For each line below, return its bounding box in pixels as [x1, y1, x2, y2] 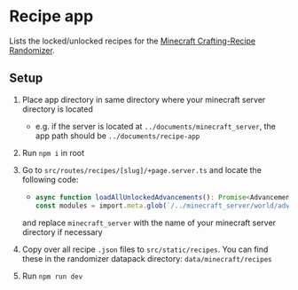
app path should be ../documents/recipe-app [35, 130, 200, 141]
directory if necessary [21, 226, 104, 237]
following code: [21, 174, 79, 184]
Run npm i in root [21, 147, 85, 158]
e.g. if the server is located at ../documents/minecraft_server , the [35, 121, 277, 131]
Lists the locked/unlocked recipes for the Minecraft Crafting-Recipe [9, 35, 255, 46]
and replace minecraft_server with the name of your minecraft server [21, 217, 277, 228]
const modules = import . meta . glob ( [35, 201, 167, 210]
